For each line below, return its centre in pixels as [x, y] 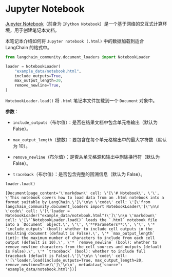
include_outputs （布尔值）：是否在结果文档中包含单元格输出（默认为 [85, 122]
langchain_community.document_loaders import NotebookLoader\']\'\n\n [82, 206]
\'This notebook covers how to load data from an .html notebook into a [85, 198]
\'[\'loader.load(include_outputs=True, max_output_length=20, [74, 260]
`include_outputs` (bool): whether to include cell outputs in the [79, 229]
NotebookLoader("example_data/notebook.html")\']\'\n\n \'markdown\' [81, 216]
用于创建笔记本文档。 [37, 30]
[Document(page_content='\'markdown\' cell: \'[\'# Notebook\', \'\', [82, 193]
